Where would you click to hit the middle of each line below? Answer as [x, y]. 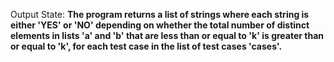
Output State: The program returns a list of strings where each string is [160, 14]
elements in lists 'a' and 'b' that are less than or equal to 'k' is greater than [167, 35]
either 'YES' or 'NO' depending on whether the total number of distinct [160, 25]
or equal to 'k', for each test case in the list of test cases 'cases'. [146, 46]
